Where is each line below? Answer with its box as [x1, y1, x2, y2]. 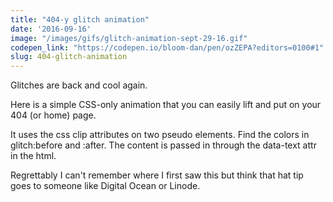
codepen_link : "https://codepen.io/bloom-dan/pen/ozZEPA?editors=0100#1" [10, 42, 325, 53]
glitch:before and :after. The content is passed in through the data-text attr [10, 139, 317, 151]
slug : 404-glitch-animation [10, 52, 128, 62]
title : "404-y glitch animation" [10, 14, 150, 25]
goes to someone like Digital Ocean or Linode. [10, 180, 201, 192]
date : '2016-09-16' [10, 24, 92, 34]
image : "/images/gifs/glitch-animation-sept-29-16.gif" [10, 33, 248, 43]
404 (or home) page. [10, 109, 97, 121]
